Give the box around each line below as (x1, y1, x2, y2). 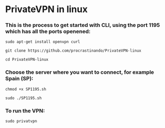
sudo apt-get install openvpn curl (5, 39, 80, 45)
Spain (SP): (5, 75, 34, 82)
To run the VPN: (5, 107, 46, 114)
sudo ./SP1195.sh (5, 95, 42, 101)
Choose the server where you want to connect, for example (5, 69, 154, 76)
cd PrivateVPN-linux (5, 57, 49, 62)
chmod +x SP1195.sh (5, 87, 47, 92)
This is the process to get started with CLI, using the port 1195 (5, 22, 160, 29)
